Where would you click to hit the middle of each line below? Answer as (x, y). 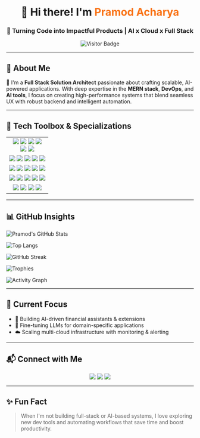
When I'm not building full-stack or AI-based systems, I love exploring (106, 416)
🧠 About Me (28, 68)
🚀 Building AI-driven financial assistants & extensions (80, 319)
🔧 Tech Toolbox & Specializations (69, 126)
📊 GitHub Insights (41, 216)
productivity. (36, 428)
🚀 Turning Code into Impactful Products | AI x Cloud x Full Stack (100, 31)
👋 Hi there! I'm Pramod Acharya (100, 12)
